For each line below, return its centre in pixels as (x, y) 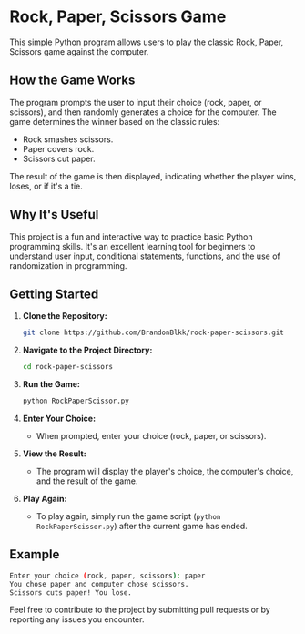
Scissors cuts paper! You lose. (71, 593)
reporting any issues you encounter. (77, 619)
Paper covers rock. (58, 148)
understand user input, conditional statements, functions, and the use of (145, 256)
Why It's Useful (54, 215)
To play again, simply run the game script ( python (128, 516)
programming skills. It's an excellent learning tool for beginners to (132, 246)
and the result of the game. (87, 481)
